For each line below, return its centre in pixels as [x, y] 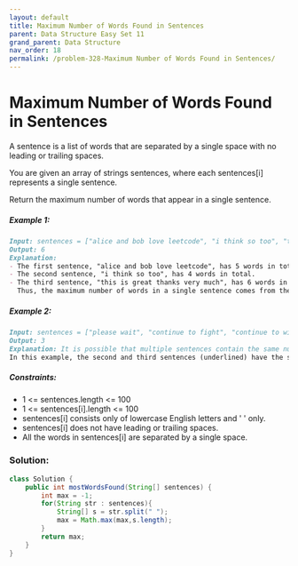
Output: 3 [27, 340]
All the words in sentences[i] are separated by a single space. [135, 437]
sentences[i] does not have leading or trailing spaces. [120, 428]
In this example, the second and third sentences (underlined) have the [146, 357]
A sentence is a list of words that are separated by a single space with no [143, 146]
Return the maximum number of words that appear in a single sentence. [141, 199]
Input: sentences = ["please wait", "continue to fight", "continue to [144, 332]
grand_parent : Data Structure [65, 42]
